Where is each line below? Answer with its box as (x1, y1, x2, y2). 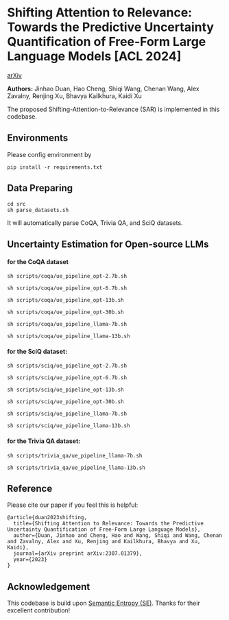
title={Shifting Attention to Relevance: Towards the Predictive (13, 520, 204, 527)
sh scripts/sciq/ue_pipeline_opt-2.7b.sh (7, 362, 128, 370)
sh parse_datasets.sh (7, 206, 69, 213)
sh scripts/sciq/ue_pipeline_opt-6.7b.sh (7, 374, 128, 381)
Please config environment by (7, 150, 92, 158)
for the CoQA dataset (7, 257, 69, 265)
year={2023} (13, 556, 48, 563)
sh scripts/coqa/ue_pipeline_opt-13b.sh (7, 297, 125, 304)
